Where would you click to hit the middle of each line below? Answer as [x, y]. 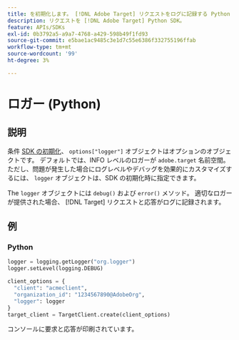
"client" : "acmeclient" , [51, 288]
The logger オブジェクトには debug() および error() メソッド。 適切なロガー [120, 192]
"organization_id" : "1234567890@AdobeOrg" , [79, 294]
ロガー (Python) [54, 104]
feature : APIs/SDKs [36, 27]
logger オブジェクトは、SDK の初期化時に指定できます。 [117, 177]
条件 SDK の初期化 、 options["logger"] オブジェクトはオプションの [107, 151]
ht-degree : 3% [29, 61]
